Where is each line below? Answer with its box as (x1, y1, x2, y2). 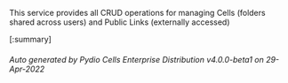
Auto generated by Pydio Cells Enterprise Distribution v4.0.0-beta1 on (9, 54, 264, 64)
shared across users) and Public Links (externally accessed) (9, 17, 230, 27)
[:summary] (9, 34, 52, 44)
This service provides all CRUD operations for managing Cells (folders (9, 8, 266, 18)
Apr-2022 (9, 64, 45, 74)
